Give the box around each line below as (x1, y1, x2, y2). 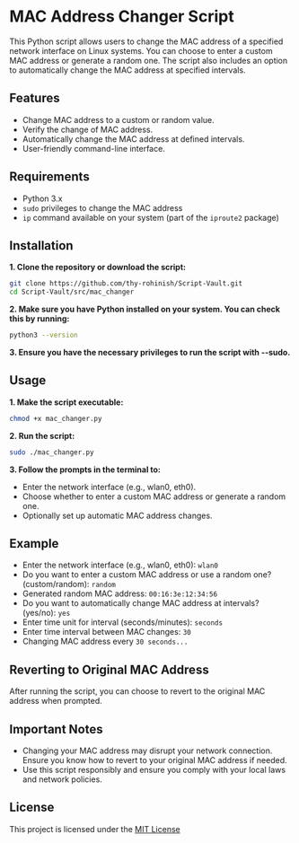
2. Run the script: (9, 430, 75, 441)
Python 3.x (22, 193, 63, 204)
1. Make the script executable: (9, 397, 124, 408)
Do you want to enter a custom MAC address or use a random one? (22, 569, 272, 580)
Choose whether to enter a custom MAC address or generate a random (22, 491, 286, 502)
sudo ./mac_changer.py (9, 447, 94, 457)
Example (9, 536, 59, 551)
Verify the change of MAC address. (22, 124, 154, 135)
